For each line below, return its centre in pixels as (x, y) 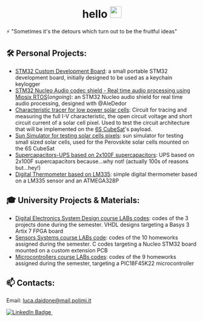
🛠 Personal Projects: (47, 54)
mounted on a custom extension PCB (61, 250)
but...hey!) (28, 167)
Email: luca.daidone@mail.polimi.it (49, 301)
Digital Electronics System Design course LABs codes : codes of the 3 (102, 218)
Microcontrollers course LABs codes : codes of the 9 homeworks (96, 257)
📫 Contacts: (31, 283)
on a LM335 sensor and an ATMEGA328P (67, 180)
